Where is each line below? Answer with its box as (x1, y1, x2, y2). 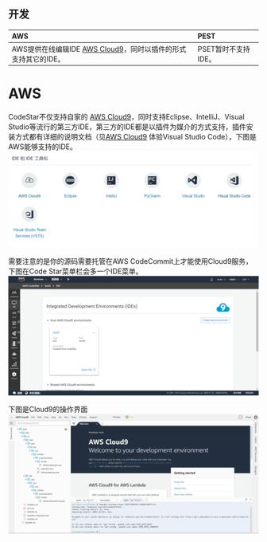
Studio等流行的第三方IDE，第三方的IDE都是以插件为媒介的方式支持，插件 (8, 122, 246, 132)
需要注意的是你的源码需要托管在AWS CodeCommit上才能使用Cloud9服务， (8, 256, 253, 265)
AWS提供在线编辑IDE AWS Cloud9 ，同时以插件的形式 (11, 44, 187, 53)
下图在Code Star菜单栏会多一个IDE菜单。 (8, 266, 143, 276)
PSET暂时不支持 (197, 44, 250, 53)
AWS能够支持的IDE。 (8, 142, 77, 151)
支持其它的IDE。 (11, 54, 65, 64)
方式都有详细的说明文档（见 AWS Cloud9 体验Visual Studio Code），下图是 (14, 132, 257, 141)
